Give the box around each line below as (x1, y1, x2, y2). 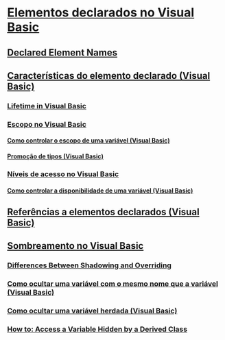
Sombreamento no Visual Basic (7, 240, 144, 252)
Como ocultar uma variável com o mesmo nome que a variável (7, 279, 218, 289)
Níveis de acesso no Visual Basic (7, 169, 119, 179)
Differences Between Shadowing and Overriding (7, 260, 171, 270)
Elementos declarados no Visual (7, 5, 195, 21)
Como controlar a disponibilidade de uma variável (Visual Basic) (7, 186, 193, 195)
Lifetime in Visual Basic (7, 101, 87, 110)
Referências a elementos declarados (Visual (7, 206, 200, 217)
